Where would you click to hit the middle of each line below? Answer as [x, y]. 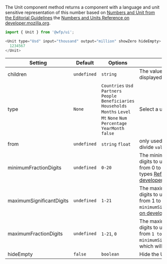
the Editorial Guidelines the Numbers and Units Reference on [67, 18]
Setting [38, 63]
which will [151, 246]
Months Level [116, 112]
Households [114, 106]
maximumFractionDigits [35, 234]
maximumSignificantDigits [38, 200]
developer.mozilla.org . [28, 23]
